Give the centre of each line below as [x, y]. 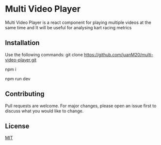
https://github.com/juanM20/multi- [119, 54]
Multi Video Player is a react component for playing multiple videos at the [78, 22]
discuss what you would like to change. [44, 111]
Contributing [25, 94]
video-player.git [21, 60]
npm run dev [18, 78]
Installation [22, 43]
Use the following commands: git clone [44, 54]
